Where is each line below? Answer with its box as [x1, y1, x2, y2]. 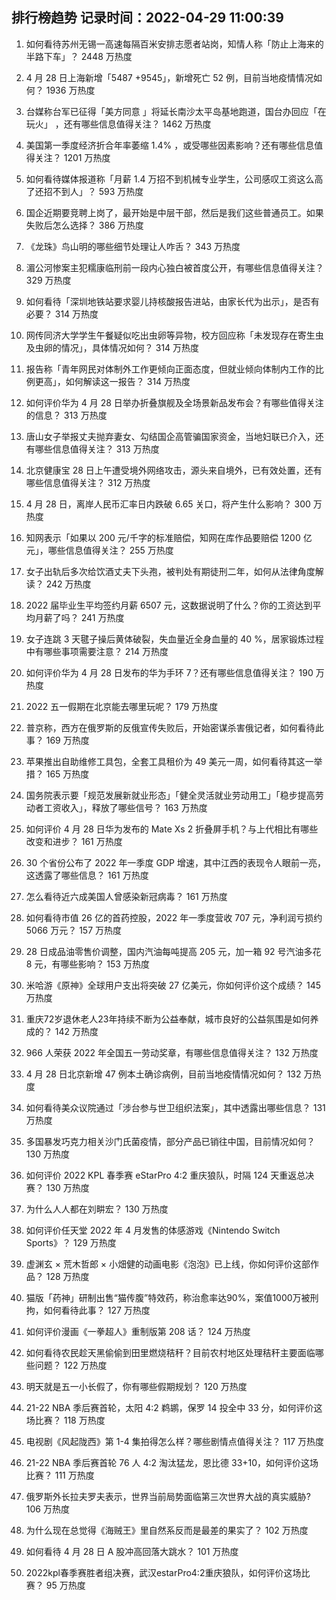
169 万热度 [45, 734, 90, 746]
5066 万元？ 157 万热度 [25, 924, 123, 936]
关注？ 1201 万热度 [34, 151, 111, 163]
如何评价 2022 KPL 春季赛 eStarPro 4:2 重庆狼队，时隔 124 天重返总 [25, 1169, 306, 1181]
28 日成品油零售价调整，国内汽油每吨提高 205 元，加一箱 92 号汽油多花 [25, 945, 322, 957]
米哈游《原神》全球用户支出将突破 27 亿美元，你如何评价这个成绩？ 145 [25, 979, 322, 991]
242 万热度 [45, 578, 92, 590]
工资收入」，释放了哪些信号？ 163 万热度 [43, 801, 208, 813]
